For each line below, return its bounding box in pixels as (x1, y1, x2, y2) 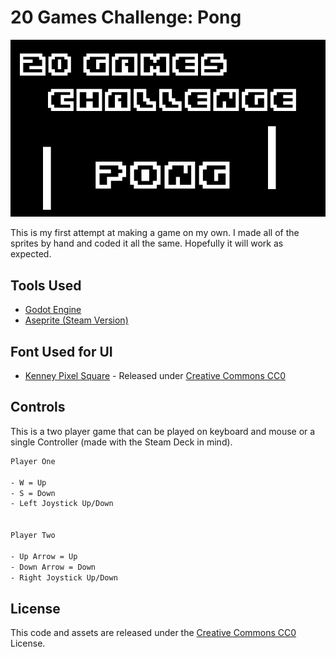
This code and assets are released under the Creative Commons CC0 (10, 627, 297, 639)
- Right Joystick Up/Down (10, 572, 118, 583)
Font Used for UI (10, 343, 113, 360)
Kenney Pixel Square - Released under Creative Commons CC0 (24, 370, 287, 382)
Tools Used (10, 277, 82, 294)
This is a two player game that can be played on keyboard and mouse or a (10, 425, 316, 437)
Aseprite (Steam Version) (24, 314, 129, 326)
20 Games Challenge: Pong (10, 6, 242, 29)
